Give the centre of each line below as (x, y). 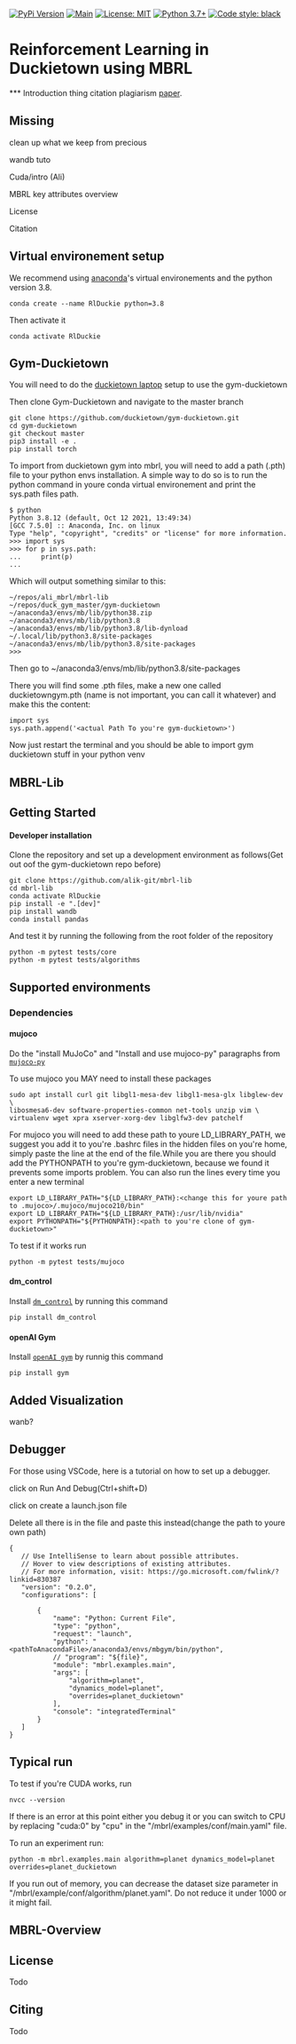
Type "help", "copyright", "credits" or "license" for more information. (148, 534)
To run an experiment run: (57, 1842)
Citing (26, 2010)
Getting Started (53, 813)
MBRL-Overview (55, 1931)
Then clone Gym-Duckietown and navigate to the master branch (126, 402)
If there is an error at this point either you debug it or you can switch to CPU (148, 1816)
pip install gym (39, 1373)
